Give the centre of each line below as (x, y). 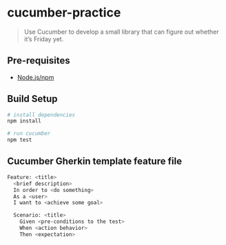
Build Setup (32, 99)
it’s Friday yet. (44, 39)
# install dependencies (41, 115)
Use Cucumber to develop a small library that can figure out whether (121, 32)
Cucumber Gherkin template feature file (95, 161)
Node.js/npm (35, 77)
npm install (24, 121)
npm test (20, 140)
